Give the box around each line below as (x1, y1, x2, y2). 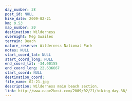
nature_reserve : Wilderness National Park (5, 43, 93, 48)
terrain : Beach (5, 39, 36, 44)
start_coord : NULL (5, 70, 42, 75)
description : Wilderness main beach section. (5, 84, 99, 89)
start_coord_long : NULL (5, 57, 54, 62)
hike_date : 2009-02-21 (5, 16, 51, 21)
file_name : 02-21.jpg (5, 79, 49, 84)
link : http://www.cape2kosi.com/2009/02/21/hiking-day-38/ (5, 88, 128, 93)
